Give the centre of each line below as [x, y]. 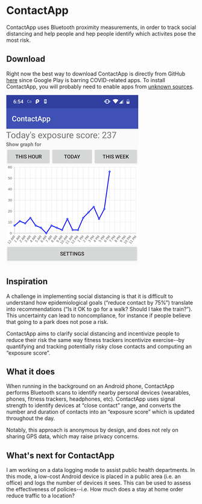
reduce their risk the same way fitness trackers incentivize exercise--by [96, 340]
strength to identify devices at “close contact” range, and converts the [93, 405]
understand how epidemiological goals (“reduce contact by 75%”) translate [100, 302]
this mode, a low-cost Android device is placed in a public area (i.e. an [93, 477]
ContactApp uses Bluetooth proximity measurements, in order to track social [101, 27]
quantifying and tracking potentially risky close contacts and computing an [99, 346]
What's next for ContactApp [60, 455]
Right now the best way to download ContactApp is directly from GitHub [96, 74]
